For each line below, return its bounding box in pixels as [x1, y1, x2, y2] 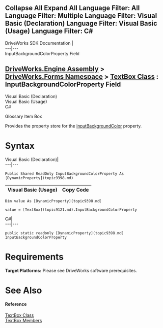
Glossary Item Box [5, 113, 42, 119]
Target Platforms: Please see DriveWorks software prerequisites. [5, 267, 137, 273]
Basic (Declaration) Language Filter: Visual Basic [5, 19, 158, 28]
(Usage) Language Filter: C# [5, 27, 93, 35]
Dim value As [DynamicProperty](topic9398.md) [5, 198, 102, 203]
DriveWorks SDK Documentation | [5, 40, 74, 46]
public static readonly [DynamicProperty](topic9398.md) [5, 230, 124, 235]
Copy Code [62, 186, 89, 193]
